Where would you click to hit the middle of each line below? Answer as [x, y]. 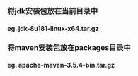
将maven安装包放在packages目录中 [69, 48]
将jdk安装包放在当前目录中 [53, 11]
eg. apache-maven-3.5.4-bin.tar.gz [61, 65]
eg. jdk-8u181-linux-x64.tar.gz [53, 28]
